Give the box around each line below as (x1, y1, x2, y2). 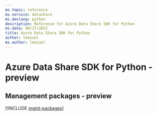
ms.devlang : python (5, 16, 46, 21)
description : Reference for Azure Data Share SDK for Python (5, 21, 135, 26)
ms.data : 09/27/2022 (5, 26, 48, 31)
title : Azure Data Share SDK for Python (5, 30, 91, 35)
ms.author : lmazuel (5, 40, 46, 45)
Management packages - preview (5, 92, 112, 100)
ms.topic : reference (5, 7, 48, 12)
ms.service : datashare (5, 12, 52, 17)
